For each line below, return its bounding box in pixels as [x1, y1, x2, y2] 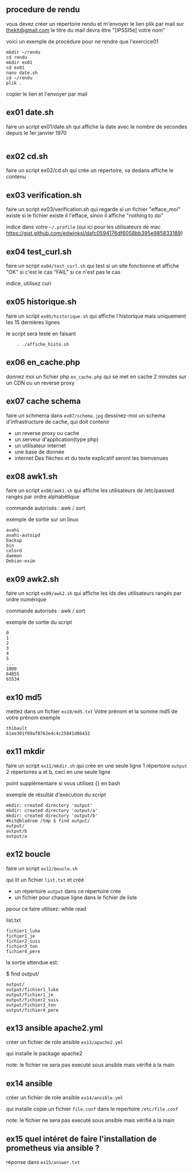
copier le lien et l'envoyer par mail [6, 90, 88, 97]
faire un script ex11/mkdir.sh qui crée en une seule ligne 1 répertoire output [6, 762, 188, 769]
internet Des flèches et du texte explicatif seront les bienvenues [14, 455, 168, 462]
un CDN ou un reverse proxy [6, 379, 75, 386]
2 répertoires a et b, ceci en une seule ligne [6, 768, 111, 775]
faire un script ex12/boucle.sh [6, 864, 78, 871]
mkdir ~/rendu [6, 49, 41, 55]
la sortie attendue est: [6, 958, 58, 965]
